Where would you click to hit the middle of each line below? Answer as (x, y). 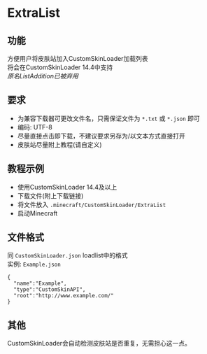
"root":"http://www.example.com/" (64, 296)
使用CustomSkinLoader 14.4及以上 (67, 187)
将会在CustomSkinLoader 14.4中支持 (60, 67)
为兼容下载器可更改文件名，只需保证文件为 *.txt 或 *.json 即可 (109, 118)
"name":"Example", (41, 284)
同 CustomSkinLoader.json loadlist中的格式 (67, 255)
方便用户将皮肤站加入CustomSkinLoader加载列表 (78, 58)
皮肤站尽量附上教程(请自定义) (60, 144)
